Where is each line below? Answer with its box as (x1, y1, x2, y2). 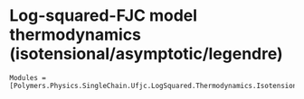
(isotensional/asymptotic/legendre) (9, 44, 283, 64)
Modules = (9, 73, 47, 82)
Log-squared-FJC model (9, 5, 197, 26)
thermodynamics (9, 24, 142, 45)
